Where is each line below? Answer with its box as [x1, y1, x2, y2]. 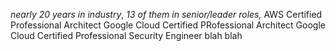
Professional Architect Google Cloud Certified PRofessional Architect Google [10, 19, 326, 31]
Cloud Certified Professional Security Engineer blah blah [10, 30, 243, 41]
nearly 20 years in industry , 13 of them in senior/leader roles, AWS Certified [10, 9, 323, 20]
